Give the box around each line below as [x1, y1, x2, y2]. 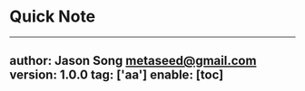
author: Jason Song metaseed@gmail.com [9, 53, 257, 68]
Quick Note [9, 6, 96, 27]
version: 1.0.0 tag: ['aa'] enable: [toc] [9, 68, 224, 83]
